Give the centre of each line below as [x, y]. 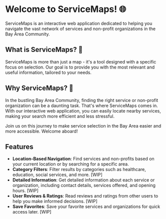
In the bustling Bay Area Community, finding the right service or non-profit [82, 100]
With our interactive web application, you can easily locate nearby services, [83, 110]
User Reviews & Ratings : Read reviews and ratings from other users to [85, 196]
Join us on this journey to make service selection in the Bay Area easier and [83, 125]
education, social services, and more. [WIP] [57, 175]
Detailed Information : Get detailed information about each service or [83, 180]
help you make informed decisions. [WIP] [55, 201]
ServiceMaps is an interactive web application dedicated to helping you [79, 23]
